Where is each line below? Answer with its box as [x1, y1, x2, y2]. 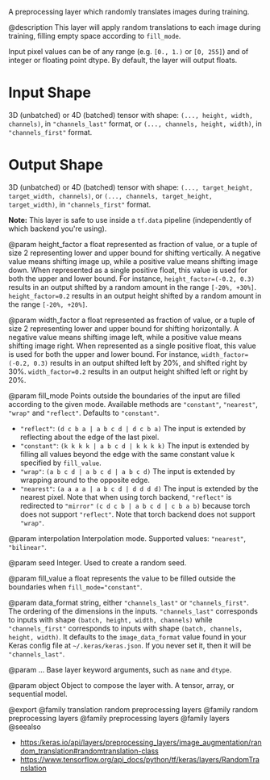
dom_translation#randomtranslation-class [19, 746, 159, 756]
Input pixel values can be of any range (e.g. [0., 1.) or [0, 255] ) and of [8, 47, 249, 56]
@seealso [8, 722, 42, 732]
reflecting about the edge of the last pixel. [19, 432, 160, 442]
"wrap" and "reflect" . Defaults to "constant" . [8, 408, 160, 417]
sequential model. [8, 689, 68, 698]
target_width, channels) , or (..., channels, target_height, [8, 191, 213, 200]
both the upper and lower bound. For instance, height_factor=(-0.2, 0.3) [8, 274, 255, 283]
